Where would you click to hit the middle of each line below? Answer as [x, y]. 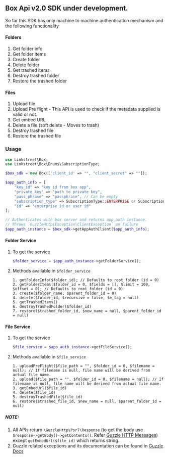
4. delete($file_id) [34, 393]
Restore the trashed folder [39, 81]
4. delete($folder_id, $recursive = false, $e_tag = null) [76, 298]
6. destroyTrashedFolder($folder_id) [52, 306]
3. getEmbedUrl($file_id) [39, 388]
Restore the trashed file [37, 136]
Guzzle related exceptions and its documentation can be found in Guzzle [88, 446]
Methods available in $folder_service [51, 270]
